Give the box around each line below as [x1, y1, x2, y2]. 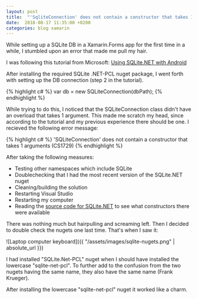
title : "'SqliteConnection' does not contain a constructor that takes [6, 14, 189, 20]
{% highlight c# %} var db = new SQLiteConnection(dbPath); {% [6, 88, 163, 95]
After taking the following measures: [6, 154, 94, 161]
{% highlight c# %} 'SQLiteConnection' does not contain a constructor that [6, 136, 188, 143]
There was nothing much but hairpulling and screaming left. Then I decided [6, 221, 189, 228]
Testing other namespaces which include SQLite [14, 165, 133, 172]
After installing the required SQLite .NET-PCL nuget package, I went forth [6, 70, 184, 77]
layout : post [6, 8, 38, 15]
